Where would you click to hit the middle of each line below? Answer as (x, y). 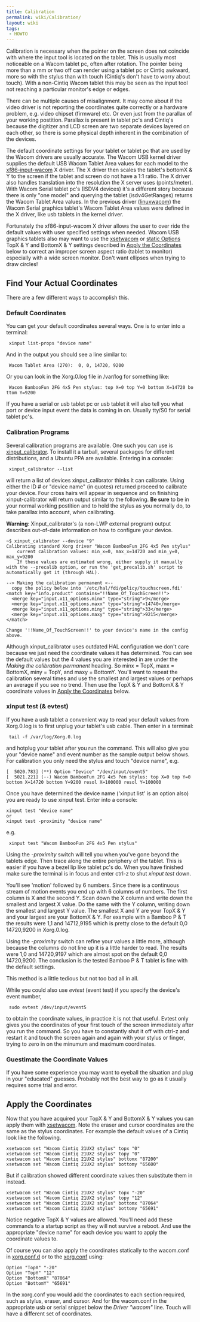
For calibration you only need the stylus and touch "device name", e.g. (93, 760)
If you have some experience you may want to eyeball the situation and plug (100, 1073)
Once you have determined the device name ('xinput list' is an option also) (98, 793)
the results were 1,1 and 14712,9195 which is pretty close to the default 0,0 (97, 923)
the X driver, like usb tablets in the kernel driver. (65, 215)
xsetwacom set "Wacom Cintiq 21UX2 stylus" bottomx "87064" (83, 1203)
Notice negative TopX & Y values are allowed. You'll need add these (90, 1220)
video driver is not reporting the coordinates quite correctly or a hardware (97, 107)
